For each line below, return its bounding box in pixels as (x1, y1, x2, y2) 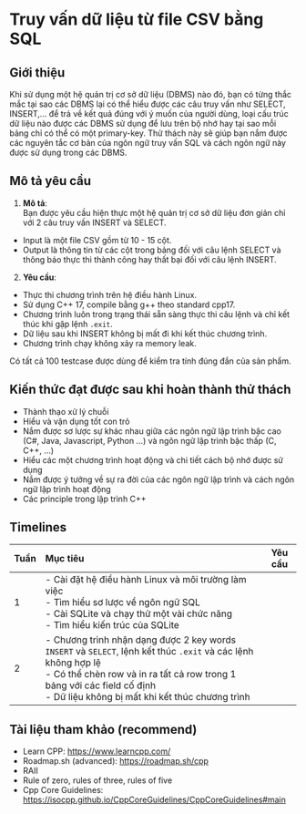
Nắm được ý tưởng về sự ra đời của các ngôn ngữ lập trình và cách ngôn (22, 474, 295, 485)
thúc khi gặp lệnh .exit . (22, 318, 113, 329)
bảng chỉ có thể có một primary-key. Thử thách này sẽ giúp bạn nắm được (9, 128, 289, 139)
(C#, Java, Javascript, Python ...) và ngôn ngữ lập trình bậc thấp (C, (22, 435, 277, 446)
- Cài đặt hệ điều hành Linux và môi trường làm (45, 573, 248, 586)
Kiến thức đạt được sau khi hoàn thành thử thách (9, 382, 291, 397)
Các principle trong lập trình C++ (22, 493, 148, 504)
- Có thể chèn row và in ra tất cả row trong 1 (45, 668, 237, 681)
